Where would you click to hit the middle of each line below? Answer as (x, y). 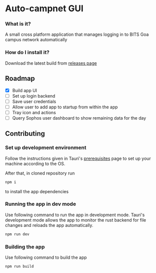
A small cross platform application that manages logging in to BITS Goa (77, 34)
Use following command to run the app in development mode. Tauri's (75, 215)
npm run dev (17, 234)
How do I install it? (27, 52)
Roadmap (20, 79)
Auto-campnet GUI (44, 9)
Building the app (25, 247)
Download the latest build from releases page (51, 63)
